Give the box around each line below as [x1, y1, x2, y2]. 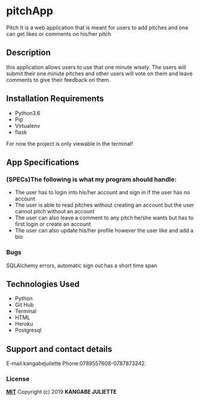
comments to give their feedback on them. [6, 76, 110, 83]
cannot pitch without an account [14, 208, 95, 215]
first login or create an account [14, 221, 91, 228]
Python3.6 [14, 109, 41, 117]
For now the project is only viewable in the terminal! [6, 140, 133, 147]
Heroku [14, 320, 33, 327]
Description [6, 48, 51, 58]
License [6, 375, 30, 383]
